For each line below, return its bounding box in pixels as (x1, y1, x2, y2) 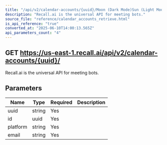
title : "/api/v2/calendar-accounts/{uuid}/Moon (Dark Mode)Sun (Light (5, 7, 155, 12)
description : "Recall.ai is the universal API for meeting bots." (5, 12, 146, 17)
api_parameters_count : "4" (5, 30, 61, 35)
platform (7, 123, 27, 130)
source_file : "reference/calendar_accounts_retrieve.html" (5, 16, 130, 21)
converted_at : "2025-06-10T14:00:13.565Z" (5, 26, 94, 31)
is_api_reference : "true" (5, 21, 59, 26)
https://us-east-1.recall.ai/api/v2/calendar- (19, 49, 158, 57)
